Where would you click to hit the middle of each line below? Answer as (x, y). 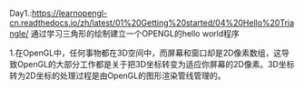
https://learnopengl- (69, 13)
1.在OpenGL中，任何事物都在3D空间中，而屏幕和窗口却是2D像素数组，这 (146, 53)
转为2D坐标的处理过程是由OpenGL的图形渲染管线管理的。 (118, 75)
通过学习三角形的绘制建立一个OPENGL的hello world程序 (135, 34)
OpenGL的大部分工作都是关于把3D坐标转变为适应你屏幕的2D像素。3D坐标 (156, 64)
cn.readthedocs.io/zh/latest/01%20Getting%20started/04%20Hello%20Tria (152, 23)
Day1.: (21, 13)
